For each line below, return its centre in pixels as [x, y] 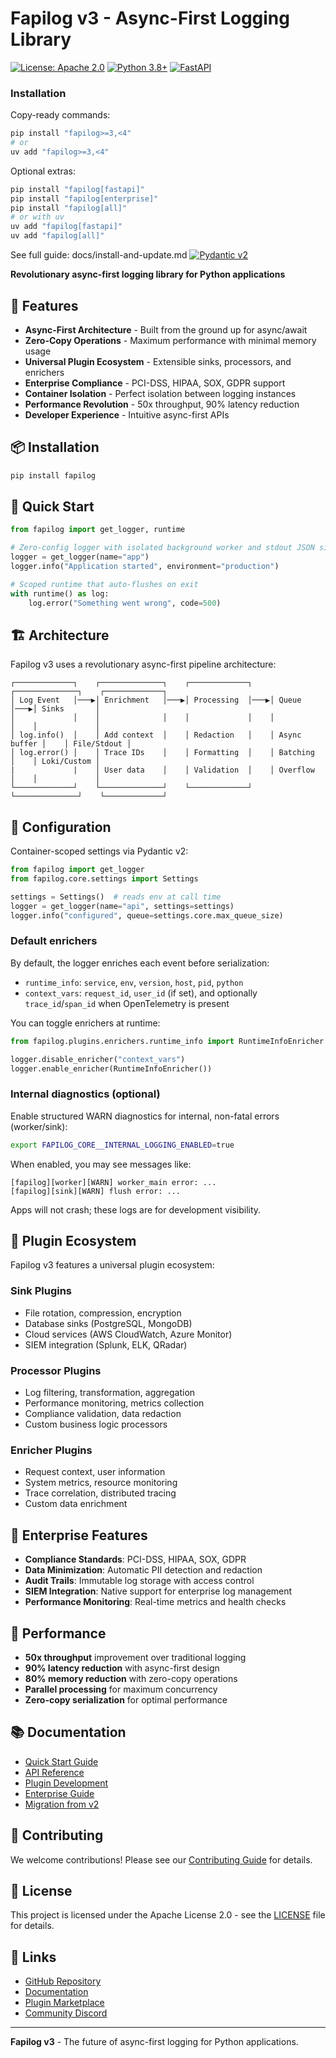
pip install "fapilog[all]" [69, 208]
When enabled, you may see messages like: [101, 1164]
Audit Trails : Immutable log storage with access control [139, 1581]
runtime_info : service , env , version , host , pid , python [134, 982]
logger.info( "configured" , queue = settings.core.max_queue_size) [147, 915]
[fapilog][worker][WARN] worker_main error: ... [113, 1182]
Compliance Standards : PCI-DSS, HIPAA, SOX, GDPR [135, 1559]
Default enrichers [54, 941]
